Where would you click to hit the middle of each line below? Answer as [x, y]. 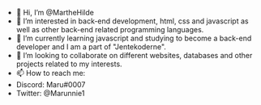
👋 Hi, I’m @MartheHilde [55, 13]
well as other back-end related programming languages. [110, 29]
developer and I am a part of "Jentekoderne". [91, 47]
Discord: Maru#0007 [51, 84]
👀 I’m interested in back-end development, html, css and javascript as [132, 21]
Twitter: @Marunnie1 [50, 93]
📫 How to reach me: [51, 73]
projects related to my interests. [69, 64]
